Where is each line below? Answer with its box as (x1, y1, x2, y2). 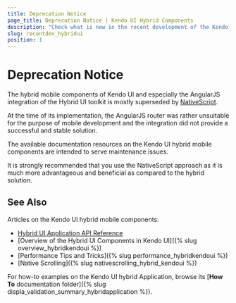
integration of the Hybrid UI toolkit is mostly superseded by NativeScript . (7, 98, 218, 106)
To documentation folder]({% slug (7, 280, 106, 288)
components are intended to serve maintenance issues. (7, 147, 169, 156)
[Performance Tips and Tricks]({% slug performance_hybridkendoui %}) (17, 251, 228, 259)
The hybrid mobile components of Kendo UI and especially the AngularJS (7, 90, 221, 99)
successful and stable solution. (7, 126, 98, 135)
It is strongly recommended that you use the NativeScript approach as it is (7, 161, 223, 170)
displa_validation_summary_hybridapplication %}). (7, 287, 153, 296)
